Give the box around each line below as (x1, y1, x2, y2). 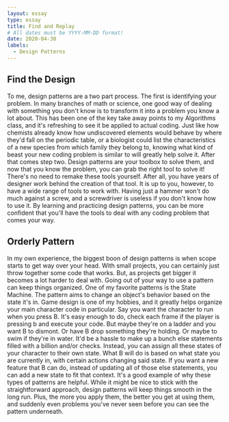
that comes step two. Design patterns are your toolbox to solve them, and (7, 157, 214, 165)
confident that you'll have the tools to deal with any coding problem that (7, 209, 210, 217)
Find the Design (7, 73, 76, 86)
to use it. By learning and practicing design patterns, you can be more (7, 201, 204, 209)
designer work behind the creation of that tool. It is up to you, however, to (7, 179, 214, 187)
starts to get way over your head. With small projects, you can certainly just (7, 261, 220, 270)
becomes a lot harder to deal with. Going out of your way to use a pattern (7, 276, 214, 284)
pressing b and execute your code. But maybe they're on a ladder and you (7, 320, 217, 328)
